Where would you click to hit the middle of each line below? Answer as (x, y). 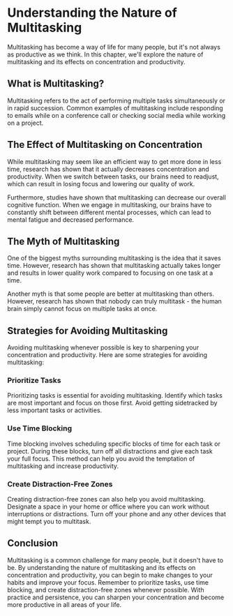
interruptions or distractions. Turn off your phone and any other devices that (117, 514)
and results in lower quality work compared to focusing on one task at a (110, 273)
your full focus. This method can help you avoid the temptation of (101, 458)
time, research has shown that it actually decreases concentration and (108, 169)
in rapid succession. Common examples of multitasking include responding (115, 108)
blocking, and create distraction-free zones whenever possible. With (106, 589)
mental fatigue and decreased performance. (71, 219)
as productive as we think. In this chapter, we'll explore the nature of (105, 54)
